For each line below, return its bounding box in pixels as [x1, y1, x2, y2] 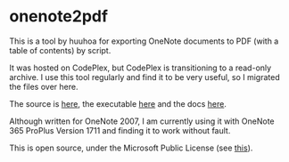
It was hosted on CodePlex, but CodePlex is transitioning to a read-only [9, 62, 272, 73]
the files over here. [9, 81, 78, 92]
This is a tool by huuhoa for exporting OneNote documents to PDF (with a [9, 36, 279, 46]
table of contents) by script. [9, 45, 111, 55]
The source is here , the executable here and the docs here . [9, 98, 227, 109]
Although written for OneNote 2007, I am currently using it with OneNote [9, 116, 275, 126]
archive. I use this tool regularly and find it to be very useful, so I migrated [9, 71, 280, 82]
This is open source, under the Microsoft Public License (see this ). [9, 142, 253, 153]
